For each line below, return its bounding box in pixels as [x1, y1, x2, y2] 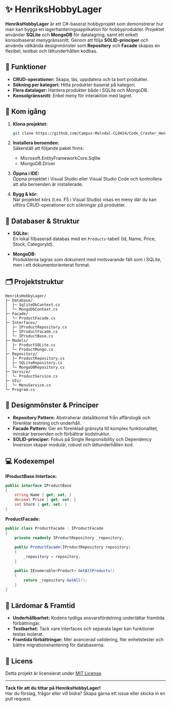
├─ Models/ [5, 338, 28, 343]
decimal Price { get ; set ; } [14, 497, 76, 502]
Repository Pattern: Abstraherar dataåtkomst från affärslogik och [12, 414, 151, 420]
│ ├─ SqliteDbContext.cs [5, 302, 60, 308]
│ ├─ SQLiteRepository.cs [5, 361, 63, 366]
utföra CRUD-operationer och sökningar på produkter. [12, 202, 126, 208]
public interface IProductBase [5, 483, 72, 488]
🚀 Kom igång [5, 107, 46, 116]
